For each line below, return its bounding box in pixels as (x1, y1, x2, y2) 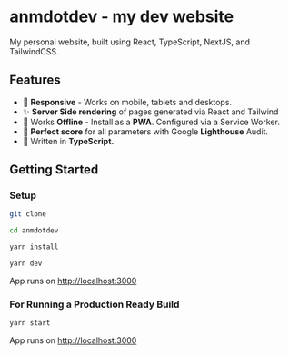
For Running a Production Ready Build (9, 298, 180, 311)
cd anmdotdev (9, 226, 59, 235)
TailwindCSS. (9, 45, 59, 56)
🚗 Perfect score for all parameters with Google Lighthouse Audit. (22, 125, 269, 137)
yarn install (9, 242, 59, 251)
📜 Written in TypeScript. (22, 135, 115, 146)
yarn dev (9, 259, 43, 269)
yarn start (9, 319, 51, 328)
